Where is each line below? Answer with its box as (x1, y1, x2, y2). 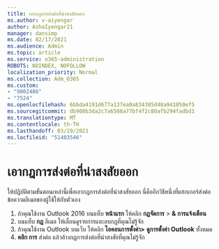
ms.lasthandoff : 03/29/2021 (7, 127, 89, 134)
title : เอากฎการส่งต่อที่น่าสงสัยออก (7, 10, 85, 17)
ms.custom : (7, 82, 39, 89)
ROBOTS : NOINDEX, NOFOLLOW (7, 62, 86, 69)
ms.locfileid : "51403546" (7, 134, 82, 141)
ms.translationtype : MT (7, 114, 77, 121)
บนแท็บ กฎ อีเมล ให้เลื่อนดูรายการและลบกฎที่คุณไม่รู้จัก (17, 218, 144, 226)
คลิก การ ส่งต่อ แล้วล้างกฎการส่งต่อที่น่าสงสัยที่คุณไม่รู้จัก (17, 233, 145, 241)
